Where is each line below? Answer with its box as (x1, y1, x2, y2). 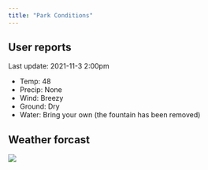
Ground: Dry (19, 102, 61, 111)
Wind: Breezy (19, 94, 64, 103)
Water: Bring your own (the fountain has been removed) (19, 110, 201, 120)
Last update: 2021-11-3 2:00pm (8, 61, 110, 71)
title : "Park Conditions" (8, 11, 93, 20)
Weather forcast (8, 133, 91, 146)
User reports (8, 41, 72, 54)
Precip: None (19, 85, 63, 94)
